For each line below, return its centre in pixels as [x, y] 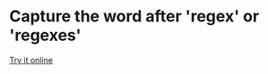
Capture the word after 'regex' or [134, 16]
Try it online [31, 60]
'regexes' [46, 35]
